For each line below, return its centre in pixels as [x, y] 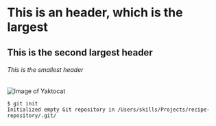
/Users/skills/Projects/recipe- [164, 110]
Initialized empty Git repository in [61, 110]
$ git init [23, 103]
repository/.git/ [32, 115]
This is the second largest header [80, 52]
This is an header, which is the [95, 13]
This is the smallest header [45, 70]
